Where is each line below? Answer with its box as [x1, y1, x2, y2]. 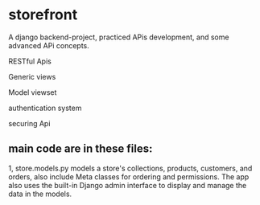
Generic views [8, 72, 56, 81]
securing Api [8, 118, 51, 128]
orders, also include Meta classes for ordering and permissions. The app [8, 171, 250, 182]
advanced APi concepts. [8, 40, 90, 50]
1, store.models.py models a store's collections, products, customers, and [8, 163, 253, 173]
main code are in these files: [8, 142, 153, 156]
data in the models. [8, 189, 72, 199]
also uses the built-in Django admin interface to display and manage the [8, 180, 247, 190]
